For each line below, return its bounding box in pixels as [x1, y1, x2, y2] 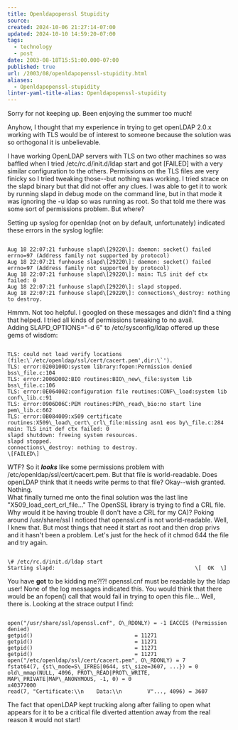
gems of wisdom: [7, 331, 58, 340]
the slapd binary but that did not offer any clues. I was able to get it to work [7, 182, 227, 190]
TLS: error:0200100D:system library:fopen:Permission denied [7, 363, 193, 370]
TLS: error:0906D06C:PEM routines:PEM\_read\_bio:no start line [7, 401, 202, 408]
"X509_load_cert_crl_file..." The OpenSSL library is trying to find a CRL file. [7, 500, 226, 509]
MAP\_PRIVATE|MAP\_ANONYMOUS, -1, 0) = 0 [7, 676, 132, 683]
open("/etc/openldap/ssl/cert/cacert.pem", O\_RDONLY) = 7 [7, 657, 186, 665]
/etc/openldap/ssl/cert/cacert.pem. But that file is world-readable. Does [7, 471, 218, 479]
